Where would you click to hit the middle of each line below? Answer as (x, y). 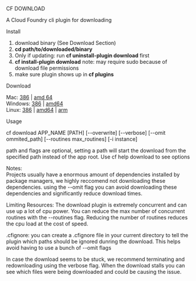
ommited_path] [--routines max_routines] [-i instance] (72, 139)
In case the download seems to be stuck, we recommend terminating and (95, 259)
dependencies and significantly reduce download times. (74, 193)
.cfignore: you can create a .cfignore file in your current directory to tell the (97, 235)
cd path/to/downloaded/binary (53, 49)
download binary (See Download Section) (65, 43)
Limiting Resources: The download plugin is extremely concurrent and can (97, 205)
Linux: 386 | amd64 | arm (37, 110)
